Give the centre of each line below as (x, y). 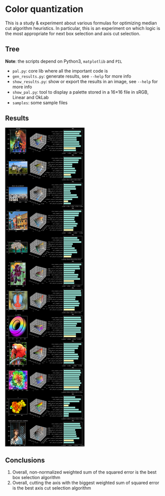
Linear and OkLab (30, 97)
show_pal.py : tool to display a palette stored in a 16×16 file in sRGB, (80, 92)
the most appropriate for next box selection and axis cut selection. (73, 33)
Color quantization (44, 9)
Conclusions (25, 460)
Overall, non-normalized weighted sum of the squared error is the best (84, 472)
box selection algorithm (36, 478)
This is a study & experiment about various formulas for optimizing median (81, 23)
